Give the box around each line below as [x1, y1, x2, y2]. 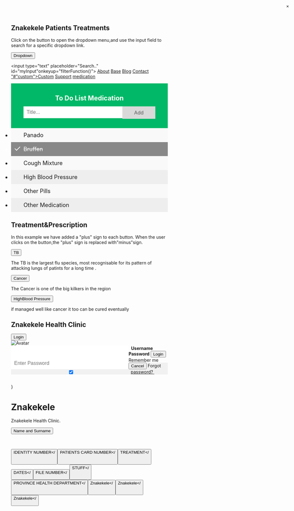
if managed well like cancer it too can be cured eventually [11, 306, 129, 312]
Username [130, 345, 153, 351]
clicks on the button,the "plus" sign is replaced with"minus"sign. [11, 239, 143, 245]
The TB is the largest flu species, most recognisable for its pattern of [11, 259, 152, 265]
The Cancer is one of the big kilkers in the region [11, 285, 111, 291]
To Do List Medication [55, 94, 124, 102]
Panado [23, 131, 44, 139]
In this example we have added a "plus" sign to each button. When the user [11, 234, 166, 240]
